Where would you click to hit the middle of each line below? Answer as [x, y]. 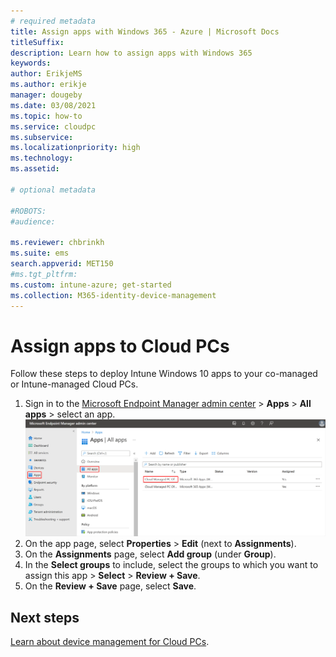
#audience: [33, 221]
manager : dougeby [46, 95]
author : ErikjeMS [46, 74]
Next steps [45, 617]
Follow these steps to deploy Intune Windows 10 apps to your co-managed [164, 374]
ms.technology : [42, 158]
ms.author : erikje [48, 85]
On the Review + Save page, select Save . [110, 586]
